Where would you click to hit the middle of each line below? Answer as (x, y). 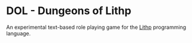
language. (19, 33)
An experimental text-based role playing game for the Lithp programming (96, 27)
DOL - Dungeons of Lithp (69, 11)
